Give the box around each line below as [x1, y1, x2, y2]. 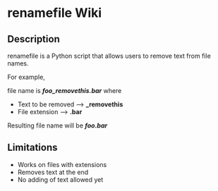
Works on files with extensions [17, 160, 107, 168]
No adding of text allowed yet [17, 175, 104, 184]
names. [7, 59, 29, 68]
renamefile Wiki [7, 5, 102, 21]
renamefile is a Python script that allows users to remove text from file [7, 51, 212, 60]
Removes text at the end [17, 168, 89, 176]
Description [7, 33, 60, 45]
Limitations [7, 142, 58, 154]
